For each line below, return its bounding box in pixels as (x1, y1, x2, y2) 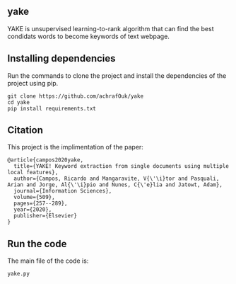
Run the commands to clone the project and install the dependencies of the (7, 71, 227, 80)
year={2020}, (13, 206, 52, 213)
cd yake (7, 98, 30, 106)
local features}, (7, 169, 59, 176)
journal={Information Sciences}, (13, 188, 112, 195)
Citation (7, 124, 44, 137)
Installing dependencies (7, 52, 116, 64)
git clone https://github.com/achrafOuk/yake (7, 92, 143, 100)
